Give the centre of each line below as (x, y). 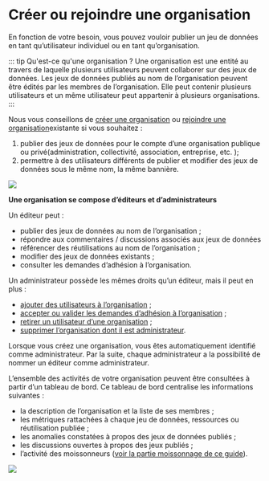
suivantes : (26, 395)
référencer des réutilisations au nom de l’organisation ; (110, 247)
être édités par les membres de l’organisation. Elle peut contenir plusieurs (130, 87)
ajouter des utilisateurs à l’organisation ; (86, 304)
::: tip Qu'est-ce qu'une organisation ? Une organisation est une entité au (128, 61)
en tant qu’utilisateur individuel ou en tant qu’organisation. (104, 45)
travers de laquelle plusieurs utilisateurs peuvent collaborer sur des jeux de (132, 69)
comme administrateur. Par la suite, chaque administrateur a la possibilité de (134, 354)
